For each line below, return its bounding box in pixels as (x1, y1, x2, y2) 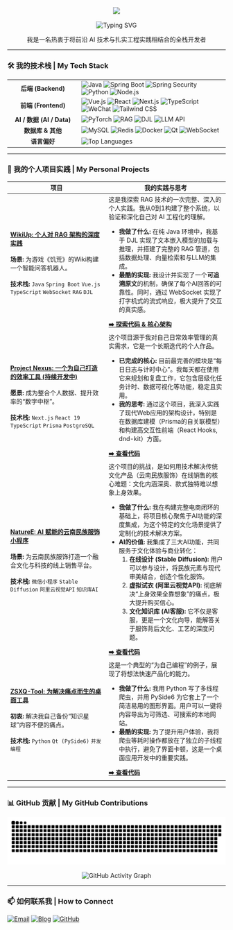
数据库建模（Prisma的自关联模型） (124, 417, 221, 425)
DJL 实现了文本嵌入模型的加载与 (126, 236, 219, 244)
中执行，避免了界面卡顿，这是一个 (119, 745, 216, 753)
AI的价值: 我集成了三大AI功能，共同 (119, 537, 220, 546)
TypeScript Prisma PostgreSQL (10, 422, 95, 429)
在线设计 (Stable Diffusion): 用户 (129, 555, 223, 564)
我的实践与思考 (144, 184, 187, 192)
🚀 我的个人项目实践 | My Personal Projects (7, 164, 150, 174)
